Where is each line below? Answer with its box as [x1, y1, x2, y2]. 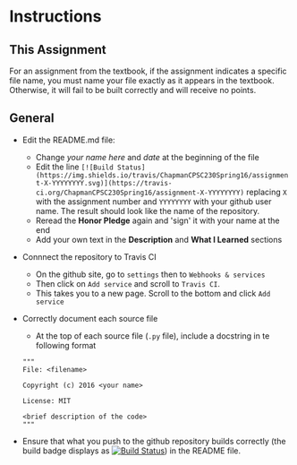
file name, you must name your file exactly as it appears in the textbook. [9, 75, 275, 86]
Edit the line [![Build [35, 161, 114, 172]
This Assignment [9, 42, 106, 57]
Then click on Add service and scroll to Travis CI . [35, 278, 221, 288]
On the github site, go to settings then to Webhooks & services [35, 269, 266, 280]
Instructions [9, 6, 102, 27]
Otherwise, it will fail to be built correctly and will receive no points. [9, 85, 257, 95]
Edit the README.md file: [21, 134, 115, 145]
